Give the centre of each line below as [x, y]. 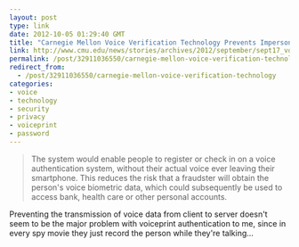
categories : [31, 84]
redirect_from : [37, 68]
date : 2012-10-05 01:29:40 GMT [67, 34]
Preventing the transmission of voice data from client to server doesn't [139, 214]
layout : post [33, 17]
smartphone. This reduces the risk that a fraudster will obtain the [150, 177]
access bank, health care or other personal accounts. [129, 196]
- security [29, 109]
